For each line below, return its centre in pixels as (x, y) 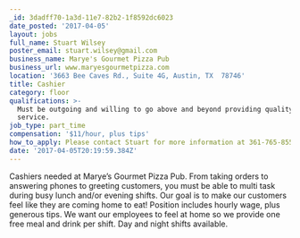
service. (33, 117)
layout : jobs (33, 34)
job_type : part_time (48, 126)
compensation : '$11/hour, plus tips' (79, 134)
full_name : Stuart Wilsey (57, 42)
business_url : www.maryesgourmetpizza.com (89, 68)
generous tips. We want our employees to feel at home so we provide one (145, 214)
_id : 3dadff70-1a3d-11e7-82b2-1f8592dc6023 (92, 17)
